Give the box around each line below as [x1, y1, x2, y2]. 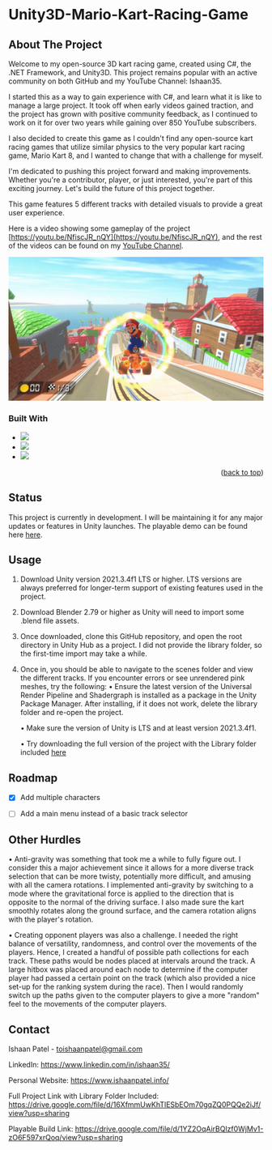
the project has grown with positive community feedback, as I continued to [8, 109, 257, 118]
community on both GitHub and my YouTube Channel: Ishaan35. [8, 76, 223, 86]
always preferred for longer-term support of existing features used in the [19, 583, 263, 593]
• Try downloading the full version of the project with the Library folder [19, 739, 257, 749]
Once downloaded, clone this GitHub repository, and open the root [19, 632, 243, 641]
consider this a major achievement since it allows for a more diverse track [8, 863, 254, 873]
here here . [8, 530, 43, 539]
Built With [8, 413, 49, 424]
